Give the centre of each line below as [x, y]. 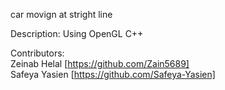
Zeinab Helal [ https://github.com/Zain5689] [100, 63]
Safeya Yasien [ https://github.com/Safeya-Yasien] [113, 74]
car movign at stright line [61, 14]
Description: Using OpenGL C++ [77, 33]
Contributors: [37, 53]
